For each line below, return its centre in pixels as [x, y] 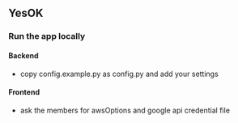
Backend [23, 55]
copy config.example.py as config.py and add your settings [119, 74]
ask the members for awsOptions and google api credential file [125, 110]
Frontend [24, 92]
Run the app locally [47, 36]
